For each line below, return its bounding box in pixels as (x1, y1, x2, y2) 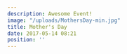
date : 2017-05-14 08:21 (7, 29, 77, 37)
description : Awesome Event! (7, 10, 93, 18)
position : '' (7, 36, 46, 43)
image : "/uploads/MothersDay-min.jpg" (7, 17, 121, 24)
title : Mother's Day (7, 23, 68, 30)
